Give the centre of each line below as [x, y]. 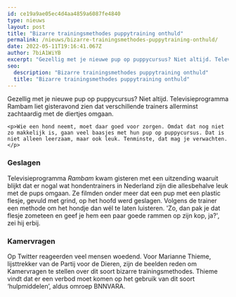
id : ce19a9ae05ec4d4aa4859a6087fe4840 [64, 14]
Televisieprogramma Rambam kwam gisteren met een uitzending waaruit [113, 178]
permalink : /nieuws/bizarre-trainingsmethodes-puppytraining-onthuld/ [113, 40]
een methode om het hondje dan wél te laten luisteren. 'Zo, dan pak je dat [114, 208]
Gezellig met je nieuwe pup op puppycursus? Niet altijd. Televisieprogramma [118, 99]
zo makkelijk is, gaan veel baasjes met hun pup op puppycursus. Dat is [116, 133]
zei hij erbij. [24, 223]
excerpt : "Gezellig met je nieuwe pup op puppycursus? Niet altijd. [110, 60]
